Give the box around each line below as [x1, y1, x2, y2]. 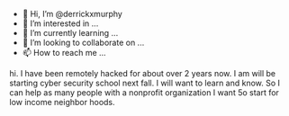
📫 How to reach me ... [22, 48, 106, 58]
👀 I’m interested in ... [22, 18, 99, 29]
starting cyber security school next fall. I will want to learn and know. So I [9, 77, 281, 88]
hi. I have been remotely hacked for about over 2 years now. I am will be [9, 68, 276, 78]
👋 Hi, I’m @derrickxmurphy [22, 9, 123, 19]
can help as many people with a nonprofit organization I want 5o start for [9, 87, 279, 98]
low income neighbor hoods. [9, 97, 115, 107]
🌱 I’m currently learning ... [22, 28, 119, 38]
